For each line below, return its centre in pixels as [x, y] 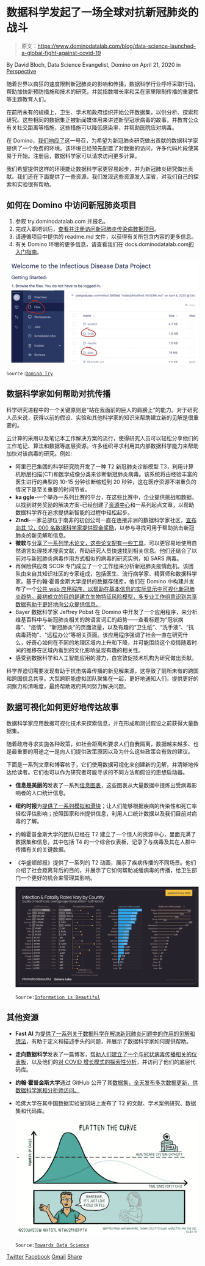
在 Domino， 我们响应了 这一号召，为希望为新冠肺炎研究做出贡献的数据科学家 [102, 140]
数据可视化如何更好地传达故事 [63, 707]
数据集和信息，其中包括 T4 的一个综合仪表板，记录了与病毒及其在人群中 [106, 842]
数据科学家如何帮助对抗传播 [59, 394]
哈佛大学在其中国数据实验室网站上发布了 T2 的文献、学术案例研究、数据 [106, 1103]
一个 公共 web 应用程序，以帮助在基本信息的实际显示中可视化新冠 [108, 589]
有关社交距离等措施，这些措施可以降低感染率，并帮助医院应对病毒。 [92, 127]
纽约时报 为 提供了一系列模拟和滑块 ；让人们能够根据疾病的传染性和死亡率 [106, 806]
